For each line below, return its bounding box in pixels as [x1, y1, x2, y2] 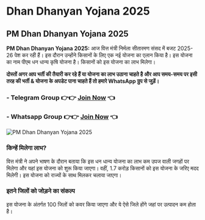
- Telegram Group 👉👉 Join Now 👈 [6, 93, 116, 102]
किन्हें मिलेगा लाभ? [6, 144, 47, 152]
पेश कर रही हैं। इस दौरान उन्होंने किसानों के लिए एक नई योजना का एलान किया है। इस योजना [14, 52, 193, 59]
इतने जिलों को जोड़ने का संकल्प [6, 187, 75, 196]
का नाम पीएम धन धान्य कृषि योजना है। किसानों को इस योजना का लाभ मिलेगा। [6, 59, 156, 65]
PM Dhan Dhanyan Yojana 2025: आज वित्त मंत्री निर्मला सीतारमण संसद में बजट [6, 44, 176, 52]
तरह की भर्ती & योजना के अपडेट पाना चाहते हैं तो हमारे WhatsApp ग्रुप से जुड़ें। [6, 77, 160, 85]
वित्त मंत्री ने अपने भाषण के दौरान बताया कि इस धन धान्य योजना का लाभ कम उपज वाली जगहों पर [6, 157, 189, 165]
